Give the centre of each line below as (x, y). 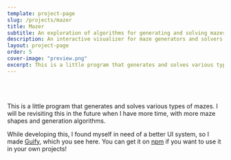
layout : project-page (38, 46)
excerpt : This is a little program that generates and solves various (110, 65)
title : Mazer (26, 26)
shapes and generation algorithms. (56, 121)
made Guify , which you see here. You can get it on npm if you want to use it (114, 141)
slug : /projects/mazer (40, 20)
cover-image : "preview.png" (47, 59)
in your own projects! (37, 148)
